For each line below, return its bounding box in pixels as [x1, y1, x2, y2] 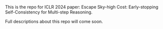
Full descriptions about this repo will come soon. [5, 19, 103, 24]
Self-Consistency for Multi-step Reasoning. [5, 9, 93, 15]
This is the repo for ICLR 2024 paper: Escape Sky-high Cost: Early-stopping [5, 4, 159, 10]
